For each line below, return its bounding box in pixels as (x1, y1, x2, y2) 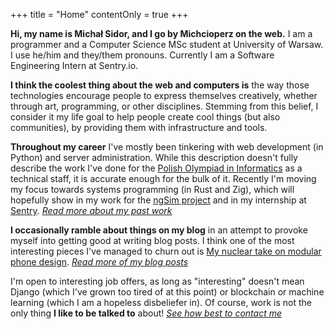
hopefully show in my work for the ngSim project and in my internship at (10, 194, 307, 206)
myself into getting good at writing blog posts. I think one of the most (10, 235, 295, 246)
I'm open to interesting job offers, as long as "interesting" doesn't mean (10, 275, 305, 287)
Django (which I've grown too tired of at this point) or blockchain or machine (10, 286, 325, 298)
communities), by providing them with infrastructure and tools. (10, 122, 268, 133)
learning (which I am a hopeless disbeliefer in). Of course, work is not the (10, 297, 313, 308)
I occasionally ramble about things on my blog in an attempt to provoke (10, 224, 308, 236)
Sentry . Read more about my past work (10, 205, 173, 216)
